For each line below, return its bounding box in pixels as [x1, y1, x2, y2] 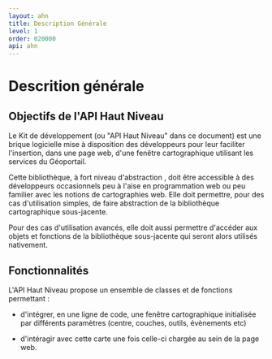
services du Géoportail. [8, 157, 87, 167]
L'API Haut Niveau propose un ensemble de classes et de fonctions [8, 285, 233, 295]
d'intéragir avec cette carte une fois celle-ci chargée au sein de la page [19, 334, 260, 344]
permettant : [8, 293, 50, 303]
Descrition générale [8, 77, 145, 96]
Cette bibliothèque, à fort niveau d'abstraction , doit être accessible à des [8, 172, 254, 183]
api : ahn [8, 42, 38, 50]
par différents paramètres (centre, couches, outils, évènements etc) [19, 318, 247, 327]
